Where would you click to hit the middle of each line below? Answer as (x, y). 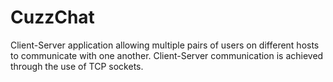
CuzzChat (52, 17)
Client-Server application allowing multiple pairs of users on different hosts (165, 45)
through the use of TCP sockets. (77, 66)
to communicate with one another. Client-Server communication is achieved (167, 55)
